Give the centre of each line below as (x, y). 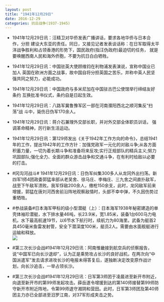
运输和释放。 (25, 233)
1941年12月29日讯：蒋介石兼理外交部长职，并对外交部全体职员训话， (82, 122)
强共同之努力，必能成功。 (38, 79)
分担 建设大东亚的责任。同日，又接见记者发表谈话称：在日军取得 (86, 44)
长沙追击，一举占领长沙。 (51, 266)
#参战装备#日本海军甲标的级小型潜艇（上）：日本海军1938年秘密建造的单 (85, 208)
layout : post (18, 10)
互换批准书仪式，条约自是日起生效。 (59, 95)
